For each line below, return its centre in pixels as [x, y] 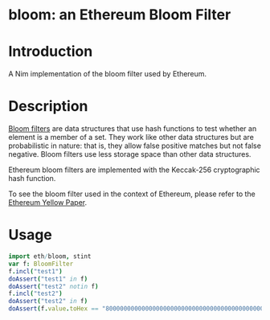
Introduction [51, 52]
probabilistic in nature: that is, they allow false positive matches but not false [135, 146]
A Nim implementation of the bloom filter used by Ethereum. [108, 74]
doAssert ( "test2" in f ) [48, 302]
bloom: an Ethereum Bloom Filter [120, 15]
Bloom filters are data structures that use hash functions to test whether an [133, 129]
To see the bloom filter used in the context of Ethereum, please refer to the [132, 194]
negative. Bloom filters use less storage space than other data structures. [130, 154]
